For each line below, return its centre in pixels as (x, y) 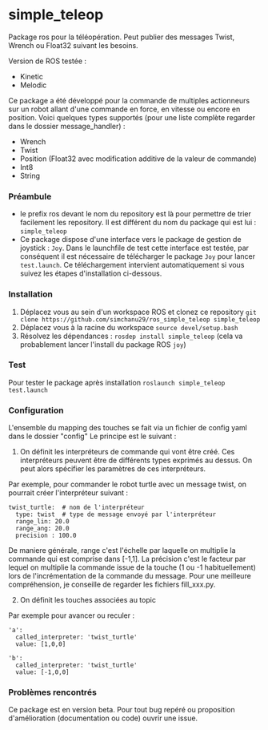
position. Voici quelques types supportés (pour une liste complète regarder (132, 117)
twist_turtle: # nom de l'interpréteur (77, 508)
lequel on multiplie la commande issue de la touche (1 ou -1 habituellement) (132, 567)
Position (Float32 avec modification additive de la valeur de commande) (138, 159)
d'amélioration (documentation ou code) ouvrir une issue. (103, 718)
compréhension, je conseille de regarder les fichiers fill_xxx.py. (112, 585)
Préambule (30, 196)
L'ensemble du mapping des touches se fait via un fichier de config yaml (128, 428)
